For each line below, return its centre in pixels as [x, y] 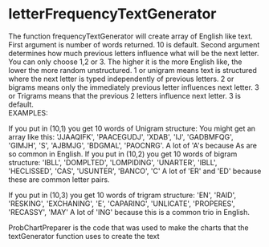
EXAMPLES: [28, 112]
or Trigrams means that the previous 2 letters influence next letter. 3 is [124, 95]
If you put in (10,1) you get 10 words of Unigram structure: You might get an [132, 128]
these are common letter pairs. [59, 179]
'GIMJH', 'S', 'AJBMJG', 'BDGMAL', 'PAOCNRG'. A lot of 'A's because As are [132, 145]
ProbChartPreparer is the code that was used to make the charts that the [128, 227]
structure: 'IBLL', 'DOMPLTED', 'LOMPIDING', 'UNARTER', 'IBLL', [113, 162]
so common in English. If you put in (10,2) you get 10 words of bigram [123, 154]
